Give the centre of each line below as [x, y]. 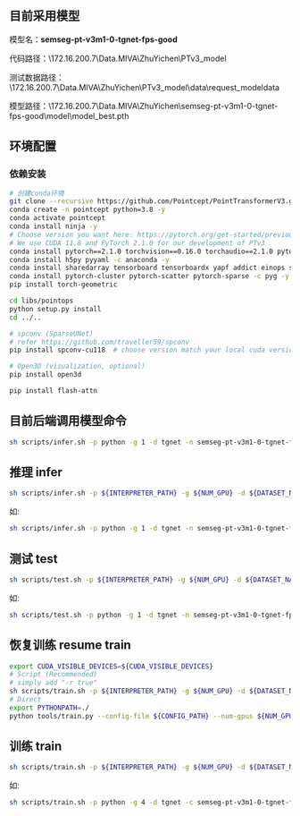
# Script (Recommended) [54, 675]
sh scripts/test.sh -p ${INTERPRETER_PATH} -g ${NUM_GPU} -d [125, 580]
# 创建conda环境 [37, 193]
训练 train [36, 747]
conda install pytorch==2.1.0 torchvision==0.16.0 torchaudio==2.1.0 [142, 251]
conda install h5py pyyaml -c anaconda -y [89, 259]
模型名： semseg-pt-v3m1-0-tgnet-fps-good [93, 39]
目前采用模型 [45, 16]
